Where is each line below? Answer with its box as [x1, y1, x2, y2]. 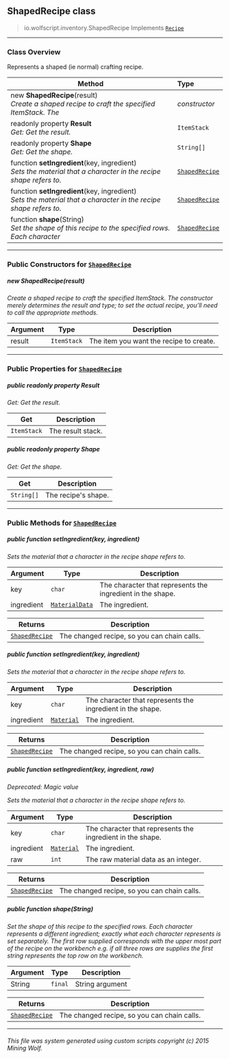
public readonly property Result [7, 381, 100, 389]
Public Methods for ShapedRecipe [7, 518, 117, 527]
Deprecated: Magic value [7, 782, 79, 790]
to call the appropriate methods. [7, 308, 99, 316]
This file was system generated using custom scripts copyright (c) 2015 [7, 1037, 209, 1045]
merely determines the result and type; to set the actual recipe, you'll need [7, 301, 218, 309]
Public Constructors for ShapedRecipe [7, 260, 132, 269]
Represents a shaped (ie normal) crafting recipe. [7, 63, 144, 71]
